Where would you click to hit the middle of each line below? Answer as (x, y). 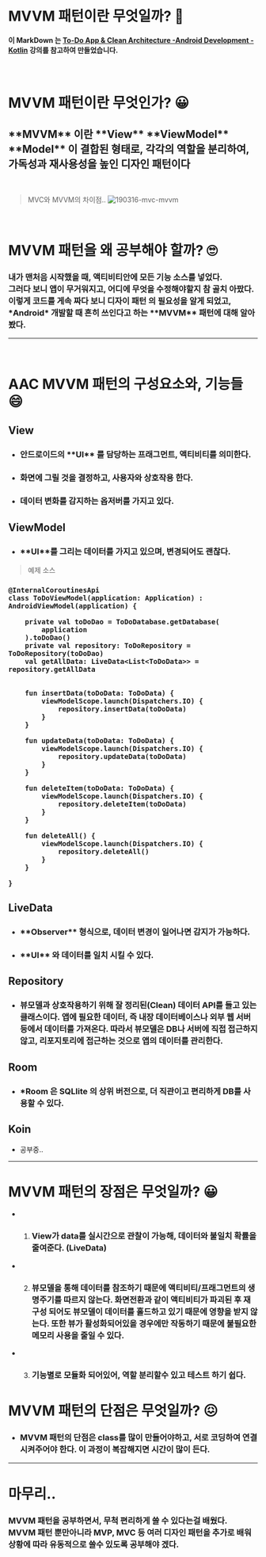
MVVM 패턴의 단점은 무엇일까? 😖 (113, 1411)
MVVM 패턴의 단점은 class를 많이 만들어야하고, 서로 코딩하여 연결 (138, 1437)
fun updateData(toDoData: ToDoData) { (99, 740)
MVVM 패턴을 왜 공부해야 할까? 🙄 (113, 250)
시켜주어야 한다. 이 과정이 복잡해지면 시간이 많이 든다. (115, 1449)
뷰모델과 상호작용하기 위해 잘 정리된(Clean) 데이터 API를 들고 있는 (138, 1006)
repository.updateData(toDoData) (123, 756)
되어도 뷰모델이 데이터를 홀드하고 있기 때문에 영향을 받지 (148, 1311)
